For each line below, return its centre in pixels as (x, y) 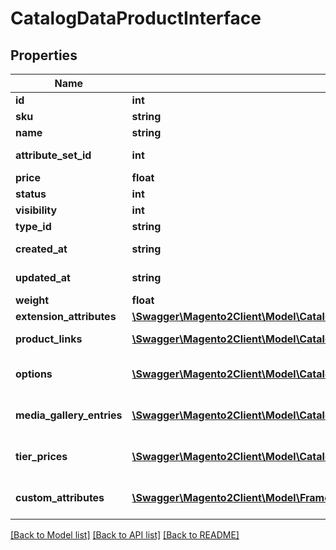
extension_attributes (66, 316)
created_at (41, 249)
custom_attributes (60, 497)
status (31, 194)
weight (32, 300)
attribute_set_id (53, 155)
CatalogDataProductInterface (136, 18)
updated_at (43, 277)
